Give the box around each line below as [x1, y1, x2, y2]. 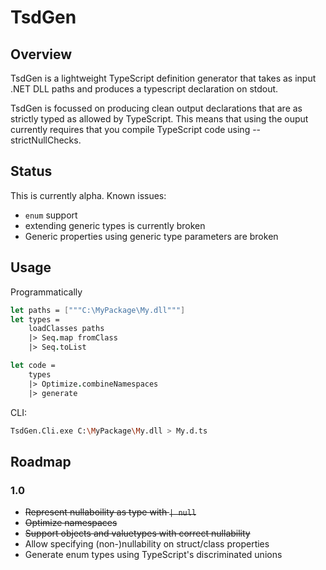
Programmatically [10, 286, 83, 298]
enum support [24, 209, 78, 221]
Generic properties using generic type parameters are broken [24, 230, 279, 242]
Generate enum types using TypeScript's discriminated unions [24, 549, 283, 561]
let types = [10, 314, 60, 325]
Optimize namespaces [24, 517, 118, 529]
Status [10, 163, 53, 180]
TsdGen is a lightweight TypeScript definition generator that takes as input [10, 72, 317, 84]
